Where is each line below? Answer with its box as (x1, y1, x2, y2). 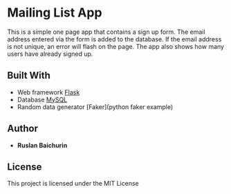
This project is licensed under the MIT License (7, 180, 140, 188)
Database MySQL (17, 95, 68, 104)
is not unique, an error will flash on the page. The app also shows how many (7, 42, 225, 50)
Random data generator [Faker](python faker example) (17, 102, 174, 111)
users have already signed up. (7, 50, 93, 58)
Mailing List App (7, 5, 102, 21)
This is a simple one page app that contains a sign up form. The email (7, 28, 205, 36)
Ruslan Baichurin (17, 141, 68, 149)
